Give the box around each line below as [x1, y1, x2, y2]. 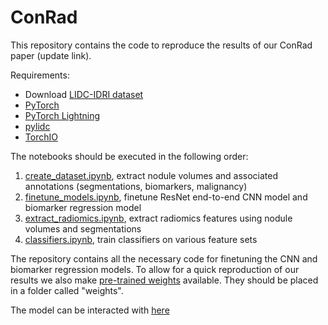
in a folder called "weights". [10, 284, 124, 296]
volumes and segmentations [24, 222, 142, 235]
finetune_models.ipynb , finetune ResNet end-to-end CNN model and [24, 191, 308, 203]
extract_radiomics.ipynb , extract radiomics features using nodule [24, 212, 293, 224]
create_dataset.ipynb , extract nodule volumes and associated [24, 169, 278, 181]
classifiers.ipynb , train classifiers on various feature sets [24, 233, 258, 245]
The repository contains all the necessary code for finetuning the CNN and [10, 252, 318, 265]
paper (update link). [10, 49, 92, 61]
